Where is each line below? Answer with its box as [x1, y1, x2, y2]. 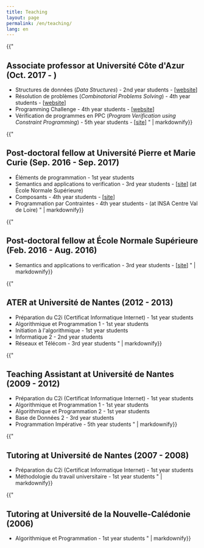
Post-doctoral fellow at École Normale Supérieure [6, 236, 199, 246]
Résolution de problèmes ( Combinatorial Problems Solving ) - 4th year [15, 93, 191, 100]
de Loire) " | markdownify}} [15, 206, 84, 214]
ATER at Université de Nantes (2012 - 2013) [6, 297, 174, 308]
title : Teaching [6, 9, 47, 15]
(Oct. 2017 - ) [6, 70, 57, 80]
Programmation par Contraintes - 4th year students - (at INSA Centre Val [15, 200, 198, 207]
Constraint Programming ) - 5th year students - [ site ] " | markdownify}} [15, 118, 193, 126]
